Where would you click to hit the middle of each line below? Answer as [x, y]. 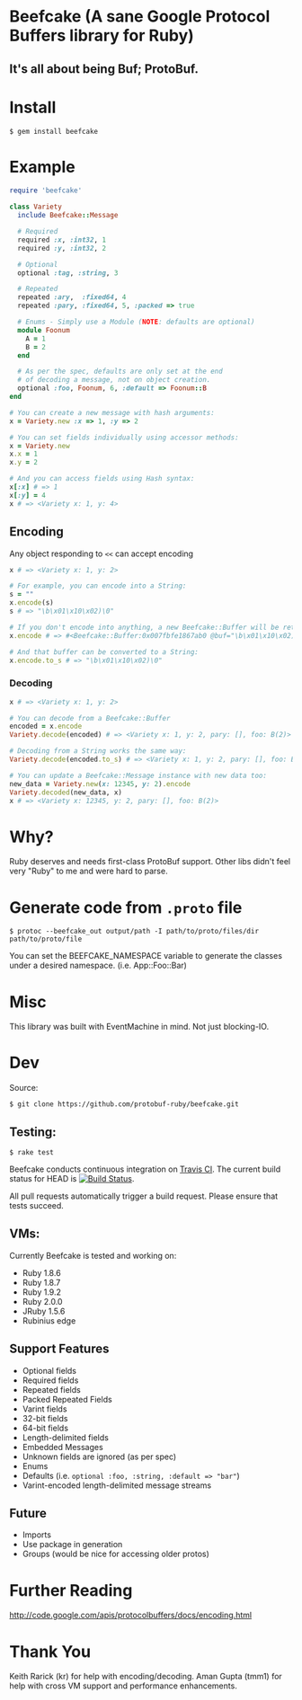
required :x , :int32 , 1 [62, 240]
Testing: [33, 1132]
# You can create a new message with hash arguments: [112, 412]
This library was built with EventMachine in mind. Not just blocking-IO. [139, 1027]
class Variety [36, 207]
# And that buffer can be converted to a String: [104, 652]
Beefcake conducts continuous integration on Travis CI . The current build [145, 1169]
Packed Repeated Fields [67, 1399]
